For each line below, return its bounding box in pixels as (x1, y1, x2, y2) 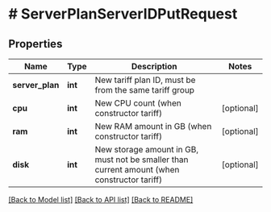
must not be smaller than (94, 154, 189, 165)
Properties (8, 37, 63, 51)
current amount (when (94, 164, 180, 175)
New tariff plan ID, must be (94, 74, 196, 85)
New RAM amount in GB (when (94, 121, 212, 131)
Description (131, 61, 177, 72)
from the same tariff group (94, 85, 195, 95)
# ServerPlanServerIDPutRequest (8, 5, 238, 23)
